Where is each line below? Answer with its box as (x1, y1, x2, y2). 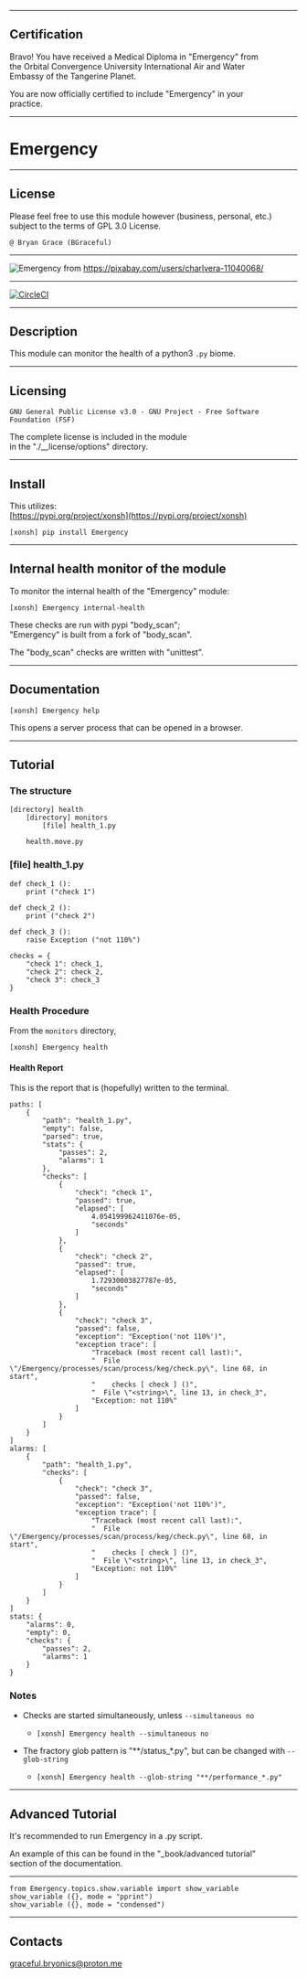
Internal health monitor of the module (9, 561, 227, 577)
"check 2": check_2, (26, 967, 104, 977)
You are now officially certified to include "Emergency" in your (9, 88, 244, 99)
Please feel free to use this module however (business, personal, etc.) (9, 210, 272, 221)
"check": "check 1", (74, 1188, 153, 1198)
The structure (9, 784, 72, 797)
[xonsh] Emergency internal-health (9, 603, 145, 613)
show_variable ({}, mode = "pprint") (9, 1892, 153, 1902)
